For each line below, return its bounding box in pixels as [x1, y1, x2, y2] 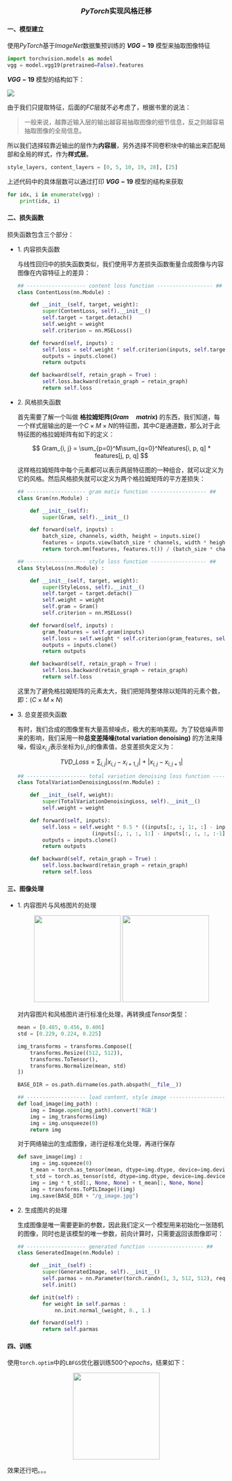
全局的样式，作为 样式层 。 [19, 149, 92, 158]
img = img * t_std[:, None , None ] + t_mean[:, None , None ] [30, 1179, 204, 1186]
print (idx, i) [19, 197, 60, 204]
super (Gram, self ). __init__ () [42, 514, 130, 521]
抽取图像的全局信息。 [24, 126, 85, 135]
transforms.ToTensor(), [30, 1056, 98, 1063]
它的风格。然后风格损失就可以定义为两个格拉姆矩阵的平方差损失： [17, 474, 206, 482]
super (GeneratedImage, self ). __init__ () [42, 1268, 161, 1276]
